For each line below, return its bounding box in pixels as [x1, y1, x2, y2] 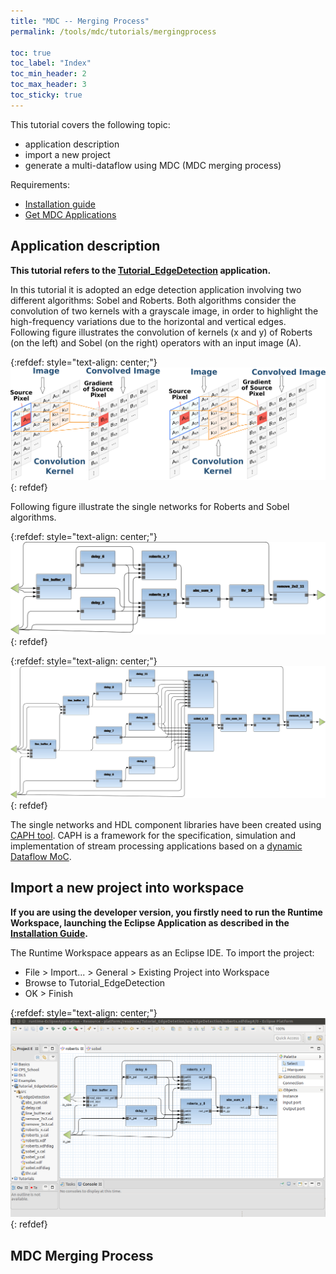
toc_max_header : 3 [10, 80, 87, 90]
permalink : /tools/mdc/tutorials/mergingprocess [10, 26, 217, 37]
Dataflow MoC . [10, 850, 72, 862]
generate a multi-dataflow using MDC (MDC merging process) [24, 159, 282, 171]
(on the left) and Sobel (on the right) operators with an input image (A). [10, 336, 302, 349]
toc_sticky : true [10, 90, 83, 100]
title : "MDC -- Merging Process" [10, 16, 150, 26]
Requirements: [10, 178, 70, 190]
